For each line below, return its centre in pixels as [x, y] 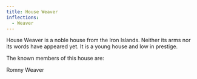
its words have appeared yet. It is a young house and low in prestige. [92, 46]
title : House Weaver [32, 12]
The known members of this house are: [55, 58]
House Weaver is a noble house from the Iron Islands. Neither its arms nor [98, 40]
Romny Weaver [25, 70]
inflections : [23, 17]
